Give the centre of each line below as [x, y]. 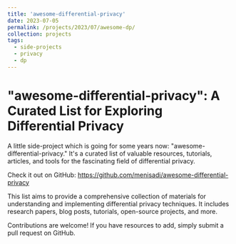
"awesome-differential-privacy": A [114, 95]
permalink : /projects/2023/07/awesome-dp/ [71, 27]
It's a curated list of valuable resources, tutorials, [140, 153]
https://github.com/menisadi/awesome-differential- [153, 175]
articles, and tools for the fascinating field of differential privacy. [102, 161]
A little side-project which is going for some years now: [88, 146]
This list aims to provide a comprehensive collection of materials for [107, 196]
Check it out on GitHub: [42, 175]
